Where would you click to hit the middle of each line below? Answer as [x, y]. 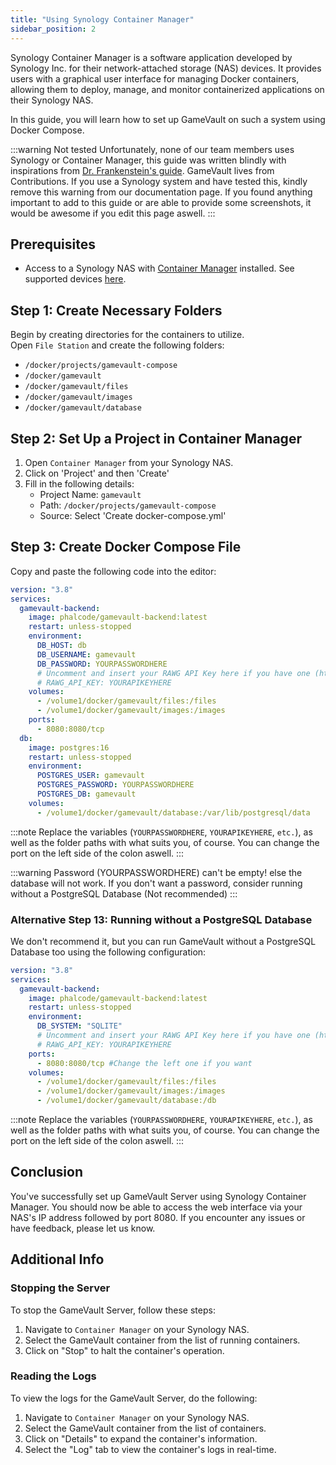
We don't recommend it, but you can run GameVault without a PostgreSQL [163, 941]
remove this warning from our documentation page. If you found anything [161, 192]
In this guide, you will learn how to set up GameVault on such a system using [168, 119]
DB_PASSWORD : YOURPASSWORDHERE [102, 664]
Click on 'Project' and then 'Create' [97, 473]
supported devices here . [75, 279]
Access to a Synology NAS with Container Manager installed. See [159, 268]
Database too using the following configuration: [108, 952]
